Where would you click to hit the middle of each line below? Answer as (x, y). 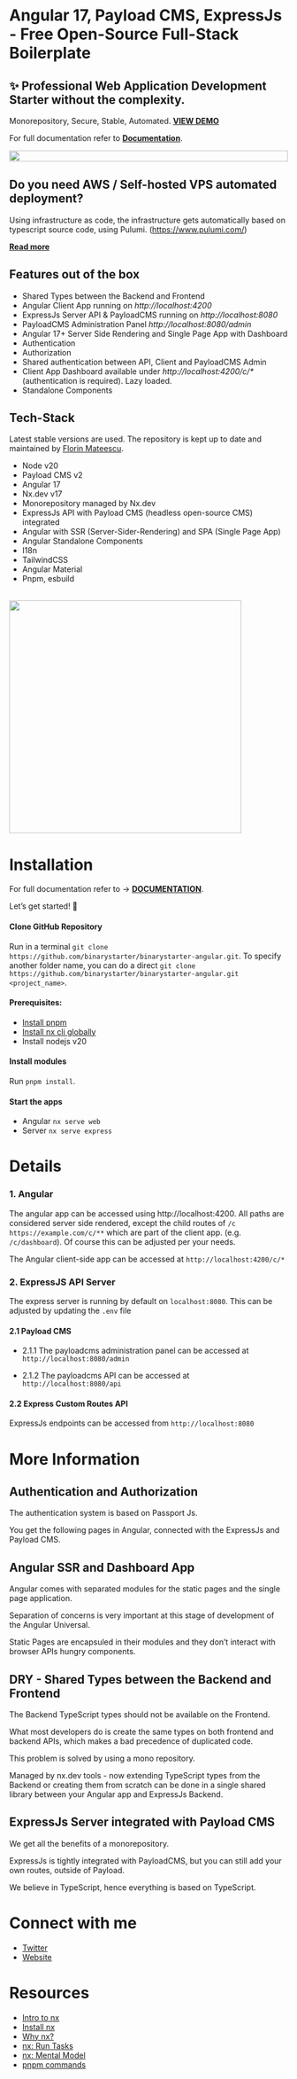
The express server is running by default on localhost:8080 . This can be (141, 1301)
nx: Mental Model (53, 2055)
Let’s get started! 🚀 (43, 906)
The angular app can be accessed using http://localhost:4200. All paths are (147, 1213)
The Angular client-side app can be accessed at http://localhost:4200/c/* (147, 1259)
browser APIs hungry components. (72, 1652)
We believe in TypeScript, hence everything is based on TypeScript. (133, 1887)
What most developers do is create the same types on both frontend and (141, 1731)
